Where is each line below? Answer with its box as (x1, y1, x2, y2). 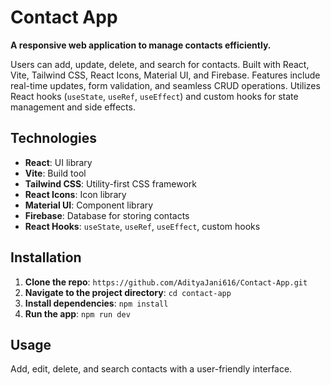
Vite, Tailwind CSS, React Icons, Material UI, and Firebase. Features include (10, 69, 321, 81)
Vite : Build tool (24, 167, 87, 179)
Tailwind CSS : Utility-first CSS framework (24, 177, 197, 190)
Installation (10, 249, 82, 266)
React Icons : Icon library (24, 188, 127, 200)
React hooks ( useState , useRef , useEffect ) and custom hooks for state (10, 90, 299, 102)
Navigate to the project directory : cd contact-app (24, 286, 232, 298)
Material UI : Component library (24, 199, 154, 211)
